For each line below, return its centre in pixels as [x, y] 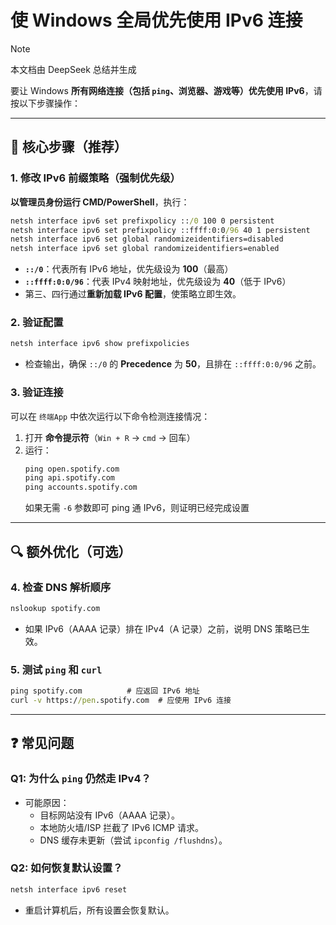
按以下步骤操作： [45, 103]
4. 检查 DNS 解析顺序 [61, 587]
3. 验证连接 [37, 393]
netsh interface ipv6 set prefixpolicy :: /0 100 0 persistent [142, 221]
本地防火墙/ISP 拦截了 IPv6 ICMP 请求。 [121, 827]
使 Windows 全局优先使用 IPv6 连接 [156, 20]
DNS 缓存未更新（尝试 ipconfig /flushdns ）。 [133, 840]
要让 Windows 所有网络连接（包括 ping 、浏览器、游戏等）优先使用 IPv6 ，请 [166, 90]
